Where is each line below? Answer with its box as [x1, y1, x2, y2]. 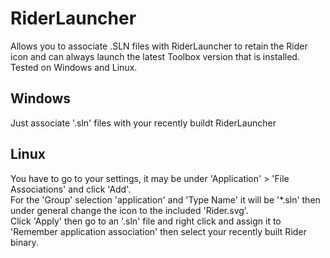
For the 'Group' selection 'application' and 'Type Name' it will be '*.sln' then [10, 193, 321, 206]
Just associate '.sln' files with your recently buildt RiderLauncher [10, 117, 277, 129]
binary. [10, 236, 39, 248]
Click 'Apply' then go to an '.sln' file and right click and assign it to [10, 215, 282, 227]
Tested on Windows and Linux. [10, 61, 138, 73]
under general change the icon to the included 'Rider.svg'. [10, 204, 249, 216]
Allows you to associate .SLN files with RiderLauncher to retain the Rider [10, 40, 308, 52]
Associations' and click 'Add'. [10, 183, 132, 195]
